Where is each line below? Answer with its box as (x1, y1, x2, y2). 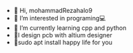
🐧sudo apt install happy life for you (13, 38, 112, 46)
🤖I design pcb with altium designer (13, 31, 112, 39)
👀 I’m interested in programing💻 (13, 14, 106, 22)
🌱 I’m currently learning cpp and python (13, 24, 127, 32)
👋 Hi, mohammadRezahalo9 (13, 7, 93, 14)
